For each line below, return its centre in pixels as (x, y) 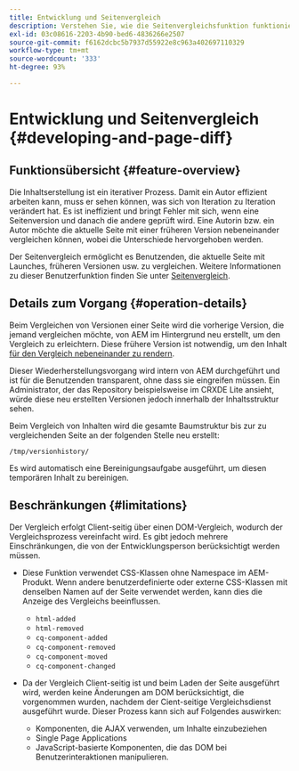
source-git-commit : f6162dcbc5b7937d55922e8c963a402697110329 (127, 42)
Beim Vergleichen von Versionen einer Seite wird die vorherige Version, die (147, 325)
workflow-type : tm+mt (49, 51)
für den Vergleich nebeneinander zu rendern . (92, 353)
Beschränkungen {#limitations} (98, 505)
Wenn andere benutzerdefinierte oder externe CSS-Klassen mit (171, 582)
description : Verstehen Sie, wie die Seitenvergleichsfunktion (129, 26)
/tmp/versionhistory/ (49, 451)
